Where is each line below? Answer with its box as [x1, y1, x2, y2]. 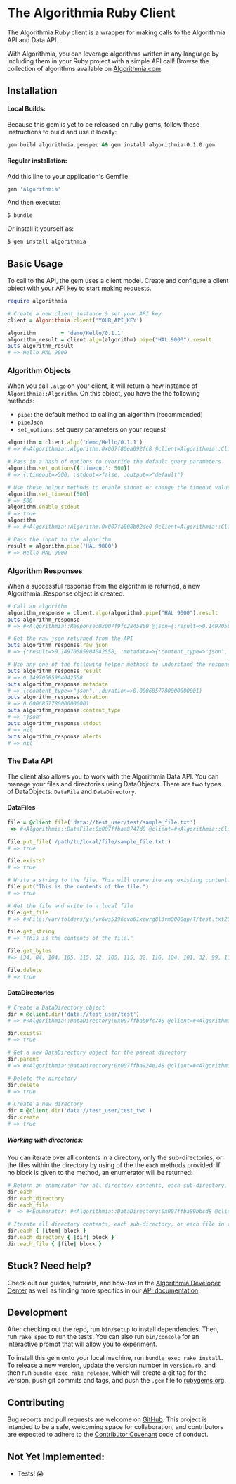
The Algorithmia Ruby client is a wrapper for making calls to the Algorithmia [7, 28, 226, 37]
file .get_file [7, 909, 49, 916]
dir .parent [7, 1056, 39, 1063]
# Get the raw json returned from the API [7, 635, 133, 642]
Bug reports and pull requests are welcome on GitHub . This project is [7, 1415, 207, 1423]
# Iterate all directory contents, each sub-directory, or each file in [7, 1221, 225, 1228]
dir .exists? [7, 1030, 42, 1037]
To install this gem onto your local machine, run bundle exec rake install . [7, 1354, 223, 1362]
